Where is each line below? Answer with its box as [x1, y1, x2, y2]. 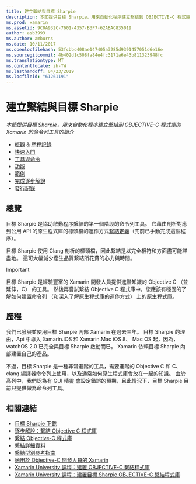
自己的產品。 [21, 350, 52, 357]
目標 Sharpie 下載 [14, 420, 57, 427]
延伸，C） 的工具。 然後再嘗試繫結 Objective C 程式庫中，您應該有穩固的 [6, 285, 182, 292]
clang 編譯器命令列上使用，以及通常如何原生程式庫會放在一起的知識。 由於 [6, 369, 185, 377]
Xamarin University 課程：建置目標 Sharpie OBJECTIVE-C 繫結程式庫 [14, 471, 180, 478]
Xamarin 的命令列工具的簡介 [6, 129, 74, 136]
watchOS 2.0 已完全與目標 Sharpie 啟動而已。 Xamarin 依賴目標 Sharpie [6, 343, 179, 350]
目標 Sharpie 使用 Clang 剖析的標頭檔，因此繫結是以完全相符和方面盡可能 [6, 247, 183, 254]
